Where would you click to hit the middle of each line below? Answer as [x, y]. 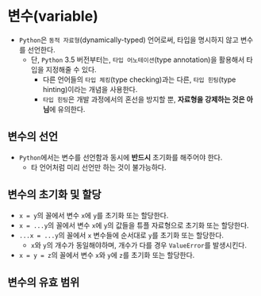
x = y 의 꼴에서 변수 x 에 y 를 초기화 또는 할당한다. [94, 215]
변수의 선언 [33, 137]
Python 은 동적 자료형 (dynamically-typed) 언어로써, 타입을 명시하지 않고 [129, 40]
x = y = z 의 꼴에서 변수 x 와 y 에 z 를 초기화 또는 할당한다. [107, 255]
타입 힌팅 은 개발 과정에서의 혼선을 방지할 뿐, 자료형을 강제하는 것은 [144, 99]
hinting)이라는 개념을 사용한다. [90, 89]
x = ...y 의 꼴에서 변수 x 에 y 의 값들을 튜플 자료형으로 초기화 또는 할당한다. [134, 225]
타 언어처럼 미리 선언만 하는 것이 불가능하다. [98, 167]
